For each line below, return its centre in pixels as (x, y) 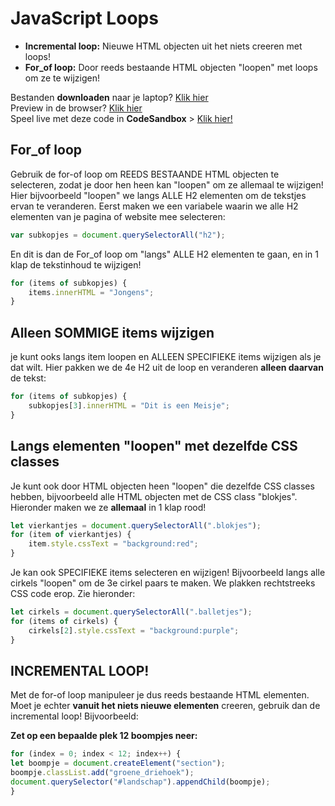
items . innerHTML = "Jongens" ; (91, 292)
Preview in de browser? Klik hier (76, 108)
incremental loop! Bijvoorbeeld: (74, 716)
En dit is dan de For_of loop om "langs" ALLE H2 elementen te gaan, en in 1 (164, 254)
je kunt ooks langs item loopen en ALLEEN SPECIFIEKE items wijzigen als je (166, 357)
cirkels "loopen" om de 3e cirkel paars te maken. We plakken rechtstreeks (163, 583)
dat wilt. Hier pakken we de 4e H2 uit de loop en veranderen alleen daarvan (167, 368)
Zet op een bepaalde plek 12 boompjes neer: (104, 736)
